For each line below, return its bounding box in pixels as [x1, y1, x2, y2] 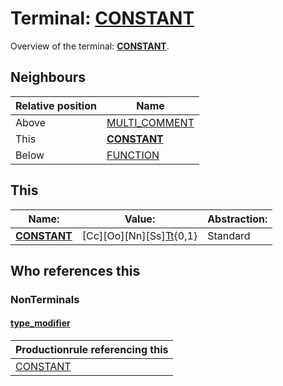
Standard [207, 228, 251, 242]
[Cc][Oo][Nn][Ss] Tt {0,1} [81, 228, 198, 242]
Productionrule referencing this [15, 343, 169, 357]
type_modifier [10, 317, 71, 329]
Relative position [15, 98, 97, 112]
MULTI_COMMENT [106, 115, 195, 129]
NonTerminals [10, 292, 80, 306]
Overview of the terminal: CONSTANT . [10, 40, 170, 52]
